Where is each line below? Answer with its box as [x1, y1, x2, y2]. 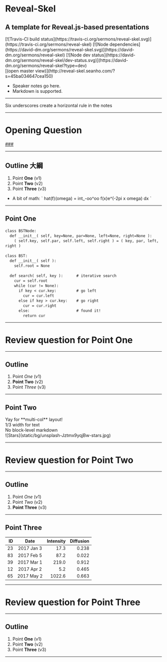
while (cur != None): [14, 283, 59, 288]
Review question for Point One [5, 334, 133, 346]
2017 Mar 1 [17, 559, 43, 565]
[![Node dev [66, 52, 91, 58]
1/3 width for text [5, 422, 40, 428]
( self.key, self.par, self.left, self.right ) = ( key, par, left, [14, 238, 159, 243]
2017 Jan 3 [18, 545, 42, 551]
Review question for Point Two [5, 454, 134, 466]
